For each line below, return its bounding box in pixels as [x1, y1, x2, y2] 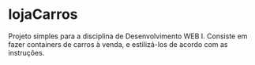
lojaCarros [8, 5, 78, 23]
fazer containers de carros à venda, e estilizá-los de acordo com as [8, 39, 228, 49]
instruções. [8, 48, 45, 57]
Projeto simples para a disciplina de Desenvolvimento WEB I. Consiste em [8, 31, 248, 41]
